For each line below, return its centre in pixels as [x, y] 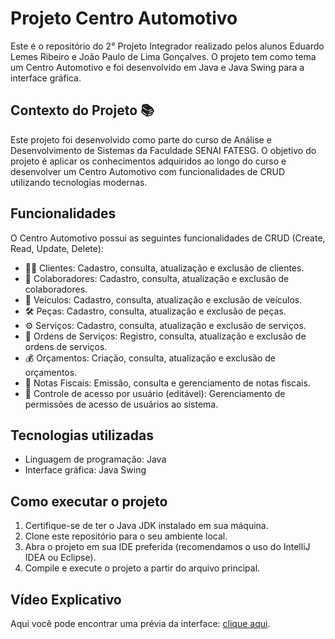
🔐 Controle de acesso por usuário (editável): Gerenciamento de [155, 393]
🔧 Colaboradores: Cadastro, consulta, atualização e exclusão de [157, 278]
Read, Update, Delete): [57, 248]
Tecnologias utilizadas [82, 435]
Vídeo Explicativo [66, 599]
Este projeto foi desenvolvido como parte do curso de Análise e [141, 139]
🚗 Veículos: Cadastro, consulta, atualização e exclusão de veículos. [163, 299]
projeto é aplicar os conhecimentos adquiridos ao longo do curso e [148, 161]
